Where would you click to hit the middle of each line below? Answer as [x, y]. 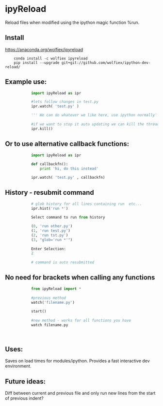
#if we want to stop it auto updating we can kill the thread [95, 124]
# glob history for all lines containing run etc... [86, 204]
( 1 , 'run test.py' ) [50, 231]
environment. [18, 366]
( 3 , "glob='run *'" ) [52, 240]
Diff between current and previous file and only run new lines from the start [80, 393]
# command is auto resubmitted [63, 262]
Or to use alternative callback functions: [67, 144]
